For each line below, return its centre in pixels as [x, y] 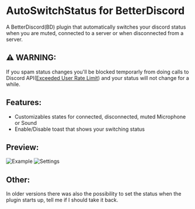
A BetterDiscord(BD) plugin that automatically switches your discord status [96, 27]
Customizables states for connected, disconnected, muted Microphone [100, 116]
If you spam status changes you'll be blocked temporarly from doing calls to [97, 72]
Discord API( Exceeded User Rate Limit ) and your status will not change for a [97, 78]
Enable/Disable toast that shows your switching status [79, 129]
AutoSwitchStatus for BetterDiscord [95, 11]
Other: [18, 180]
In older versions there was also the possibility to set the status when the [94, 194]
